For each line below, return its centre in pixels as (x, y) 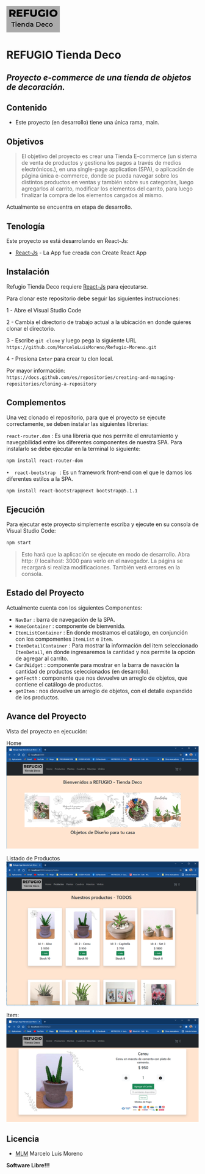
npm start (19, 543)
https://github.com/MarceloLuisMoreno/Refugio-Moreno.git (81, 347)
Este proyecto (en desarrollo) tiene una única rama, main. (87, 123)
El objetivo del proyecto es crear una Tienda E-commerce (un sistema (109, 156)
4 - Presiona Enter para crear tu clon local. (60, 358)
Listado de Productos (33, 858)
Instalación (28, 272)
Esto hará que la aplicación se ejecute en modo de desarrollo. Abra (106, 555)
